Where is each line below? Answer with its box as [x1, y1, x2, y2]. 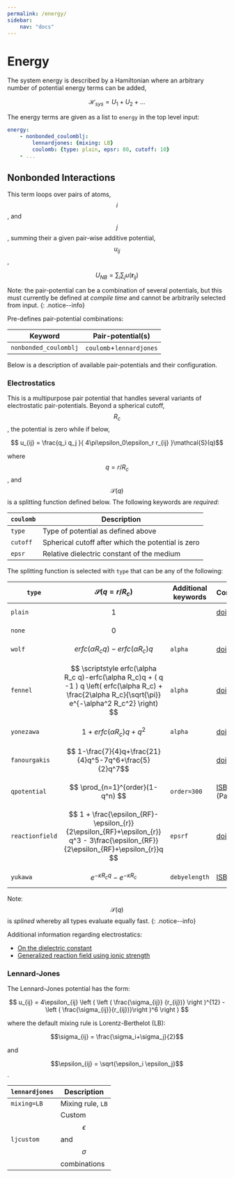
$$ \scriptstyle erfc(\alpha [70, 663, 157, 673]
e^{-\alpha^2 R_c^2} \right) [69, 698, 159, 708]
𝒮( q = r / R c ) [94, 587, 133, 598]
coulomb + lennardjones [85, 343, 158, 353]
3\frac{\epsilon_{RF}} [89, 836, 159, 846]
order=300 [170, 788, 203, 796]
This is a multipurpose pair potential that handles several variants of [7, 394, 202, 402]
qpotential [10, 788, 47, 796]
